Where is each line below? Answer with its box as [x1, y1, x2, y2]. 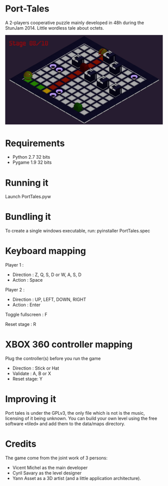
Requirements [5, 138, 65, 149]
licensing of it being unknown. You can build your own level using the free [5, 415, 157, 422]
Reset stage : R [5, 321, 36, 327]
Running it [5, 177, 48, 188]
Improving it [5, 394, 56, 405]
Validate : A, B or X [12, 371, 51, 377]
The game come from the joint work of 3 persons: [5, 455, 108, 461]
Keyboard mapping [5, 246, 86, 257]
